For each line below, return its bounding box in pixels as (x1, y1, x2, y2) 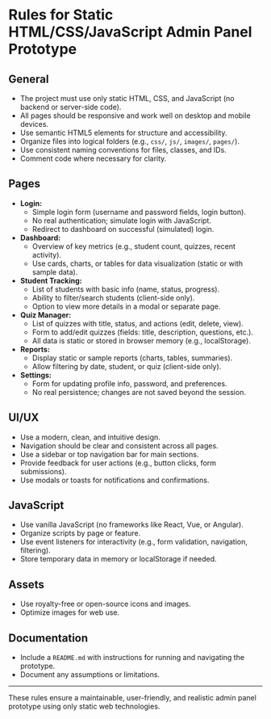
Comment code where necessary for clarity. (19, 153, 167, 163)
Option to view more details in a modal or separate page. (31, 301, 221, 311)
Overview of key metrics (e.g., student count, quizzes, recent (31, 241, 236, 251)
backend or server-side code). (19, 103, 122, 111)
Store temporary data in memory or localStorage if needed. (19, 554, 217, 564)
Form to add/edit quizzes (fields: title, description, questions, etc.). (31, 327, 254, 337)
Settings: (19, 370, 52, 380)
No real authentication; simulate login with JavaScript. (31, 216, 212, 225)
